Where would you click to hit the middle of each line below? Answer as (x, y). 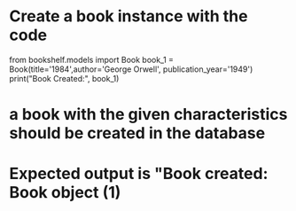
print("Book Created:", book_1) (64, 78)
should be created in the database (137, 133)
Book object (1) (65, 193)
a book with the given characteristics (148, 115)
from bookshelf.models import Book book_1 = (92, 59)
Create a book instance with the (129, 16)
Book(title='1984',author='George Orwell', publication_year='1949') (131, 69)
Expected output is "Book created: (139, 174)
